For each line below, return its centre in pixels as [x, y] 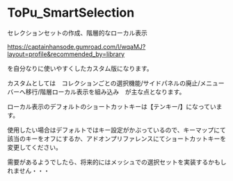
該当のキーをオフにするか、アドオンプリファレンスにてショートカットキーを [117, 138]
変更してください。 [35, 147]
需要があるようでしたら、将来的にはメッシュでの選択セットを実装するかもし [117, 162]
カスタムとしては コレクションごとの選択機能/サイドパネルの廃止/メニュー [116, 83]
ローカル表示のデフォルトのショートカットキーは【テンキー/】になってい [112, 106]
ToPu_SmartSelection [71, 13]
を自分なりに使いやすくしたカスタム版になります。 [80, 68]
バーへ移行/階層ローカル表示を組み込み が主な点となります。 [96, 92]
